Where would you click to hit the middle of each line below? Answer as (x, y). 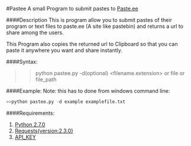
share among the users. (35, 33)
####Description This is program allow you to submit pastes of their (89, 20)
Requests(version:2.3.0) (44, 131)
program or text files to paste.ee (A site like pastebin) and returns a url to (95, 26)
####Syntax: (22, 62)
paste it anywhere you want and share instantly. (64, 50)
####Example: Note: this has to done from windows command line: (88, 91)
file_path (46, 80)
